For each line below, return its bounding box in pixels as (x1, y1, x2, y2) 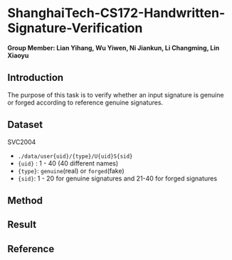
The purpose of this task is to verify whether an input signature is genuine (7, 90, 224, 99)
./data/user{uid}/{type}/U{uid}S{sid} (17, 153, 133, 160)
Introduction (7, 72, 64, 84)
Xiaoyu (7, 51, 29, 60)
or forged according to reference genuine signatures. (7, 98, 164, 107)
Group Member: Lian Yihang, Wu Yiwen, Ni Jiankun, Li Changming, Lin (7, 43, 220, 52)
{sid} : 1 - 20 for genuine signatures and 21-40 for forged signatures (17, 174, 218, 183)
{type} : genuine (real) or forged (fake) (17, 166, 125, 175)
